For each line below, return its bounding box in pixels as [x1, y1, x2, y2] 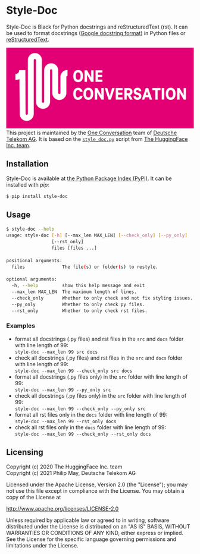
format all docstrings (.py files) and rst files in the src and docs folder [14, 335, 184, 342]
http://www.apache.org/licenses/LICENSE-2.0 [6, 505, 119, 512]
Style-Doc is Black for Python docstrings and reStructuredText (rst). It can [6, 23, 188, 30]
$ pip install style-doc [6, 193, 68, 199]
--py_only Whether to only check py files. [11, 301, 145, 307]
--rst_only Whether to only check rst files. [11, 307, 148, 314]
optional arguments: [6, 276, 58, 282]
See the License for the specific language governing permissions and [6, 536, 177, 543]
